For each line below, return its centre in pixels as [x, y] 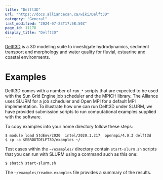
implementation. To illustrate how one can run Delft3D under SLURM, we [79, 106]
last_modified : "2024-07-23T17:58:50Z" [46, 23]
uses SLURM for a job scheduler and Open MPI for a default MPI [71, 101]
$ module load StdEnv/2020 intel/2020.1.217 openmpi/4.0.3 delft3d [78, 135]
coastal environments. [28, 57]
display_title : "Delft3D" [32, 33]
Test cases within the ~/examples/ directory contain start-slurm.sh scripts [81, 149]
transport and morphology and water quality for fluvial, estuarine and [75, 52]
